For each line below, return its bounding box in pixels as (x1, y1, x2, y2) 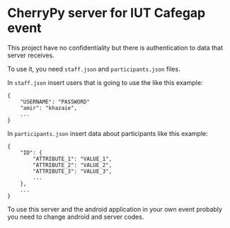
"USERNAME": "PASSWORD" (20, 98, 91, 106)
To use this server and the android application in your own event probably (7, 205, 223, 213)
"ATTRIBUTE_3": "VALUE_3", (33, 168, 113, 175)
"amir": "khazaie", (20, 104, 78, 111)
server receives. (7, 51, 54, 59)
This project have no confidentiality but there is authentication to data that (7, 43, 224, 52)
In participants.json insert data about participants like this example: (7, 129, 208, 137)
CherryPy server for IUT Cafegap (7, 5, 206, 21)
